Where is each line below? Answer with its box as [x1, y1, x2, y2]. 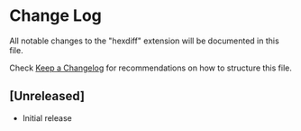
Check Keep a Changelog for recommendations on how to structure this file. [9, 62, 293, 73]
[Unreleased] [9, 89, 86, 104]
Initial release [22, 112, 72, 123]
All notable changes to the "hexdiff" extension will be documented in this [9, 35, 279, 46]
